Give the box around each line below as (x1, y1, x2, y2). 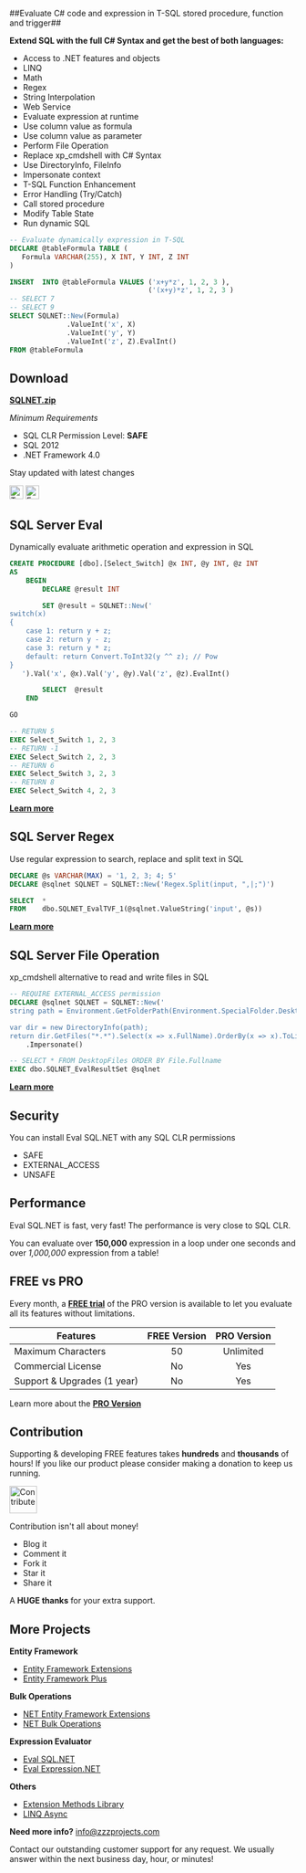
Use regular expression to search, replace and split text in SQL (9, 853, 244, 864)
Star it (22, 1568, 46, 1579)
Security (9, 1108, 59, 1123)
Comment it (22, 1548, 66, 1560)
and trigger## (9, 17, 62, 28)
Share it (22, 1577, 53, 1588)
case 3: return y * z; (25, 643, 112, 652)
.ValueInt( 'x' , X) (66, 320, 137, 329)
